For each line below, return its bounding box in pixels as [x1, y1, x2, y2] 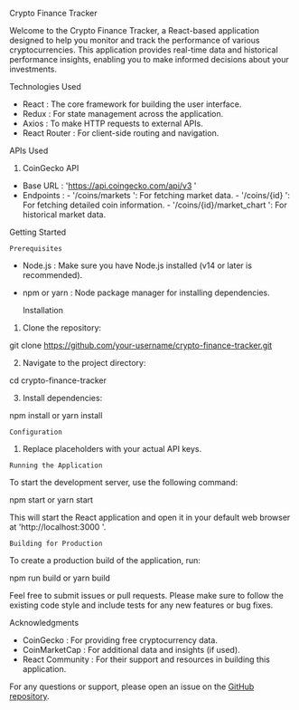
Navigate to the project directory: [22, 358, 146, 368]
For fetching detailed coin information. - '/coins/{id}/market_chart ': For [22, 199, 287, 210]
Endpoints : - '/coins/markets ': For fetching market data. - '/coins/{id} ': [22, 190, 291, 200]
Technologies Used [9, 82, 81, 91]
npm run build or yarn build [9, 572, 111, 583]
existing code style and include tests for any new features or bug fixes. [9, 600, 274, 610]
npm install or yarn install [9, 410, 103, 420]
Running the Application [9, 461, 103, 470]
